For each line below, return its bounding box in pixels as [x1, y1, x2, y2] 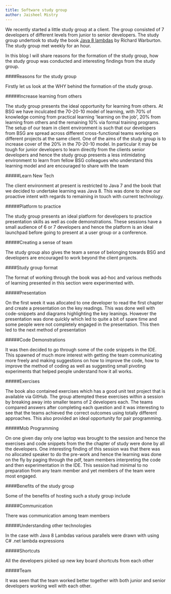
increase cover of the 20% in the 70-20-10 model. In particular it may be [5, 141, 158, 147]
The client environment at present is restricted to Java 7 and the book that [5, 182, 161, 188]
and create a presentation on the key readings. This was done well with [5, 305, 155, 311]
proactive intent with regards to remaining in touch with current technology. [5, 193, 164, 199]
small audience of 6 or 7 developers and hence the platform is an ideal [5, 224, 154, 230]
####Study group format [5, 264, 58, 271]
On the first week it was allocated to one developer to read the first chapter [5, 299, 163, 305]
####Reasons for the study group [5, 73, 77, 79]
